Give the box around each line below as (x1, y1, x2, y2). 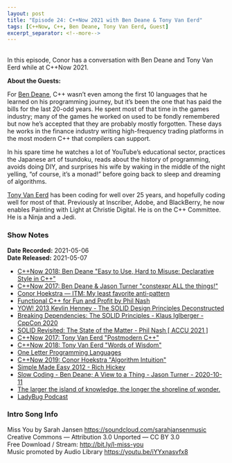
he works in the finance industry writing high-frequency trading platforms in (7, 127, 224, 135)
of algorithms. (7, 178, 47, 186)
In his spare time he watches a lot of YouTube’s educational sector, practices (7, 148, 226, 156)
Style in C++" (17, 274, 56, 283)
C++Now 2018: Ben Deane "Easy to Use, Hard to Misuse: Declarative (17, 267, 215, 275)
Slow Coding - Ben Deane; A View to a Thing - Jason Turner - (17, 370, 194, 378)
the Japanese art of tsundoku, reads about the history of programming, (7, 155, 211, 164)
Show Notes (7, 230, 49, 240)
